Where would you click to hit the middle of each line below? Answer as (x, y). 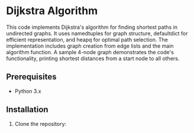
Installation (27, 110)
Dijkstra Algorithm (52, 11)
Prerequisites (31, 77)
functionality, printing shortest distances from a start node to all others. (93, 58)
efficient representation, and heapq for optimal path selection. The (87, 39)
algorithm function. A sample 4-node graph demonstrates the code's (90, 52)
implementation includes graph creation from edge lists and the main (90, 46)
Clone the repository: (41, 124)
